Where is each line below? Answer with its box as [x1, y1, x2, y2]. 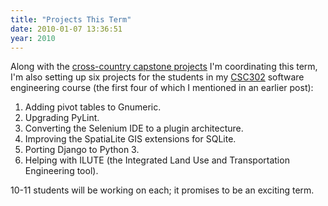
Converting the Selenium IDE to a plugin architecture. [24, 122, 244, 135]
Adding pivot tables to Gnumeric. [24, 101, 162, 113]
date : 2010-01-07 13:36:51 [10, 24, 123, 34]
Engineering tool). [24, 165, 99, 177]
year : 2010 [10, 33, 56, 43]
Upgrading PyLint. [24, 112, 100, 124]
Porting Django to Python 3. [24, 144, 140, 156]
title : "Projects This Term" [10, 14, 132, 25]
